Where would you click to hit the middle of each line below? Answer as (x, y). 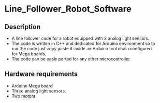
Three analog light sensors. (39, 91)
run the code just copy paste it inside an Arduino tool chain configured (81, 49)
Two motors (23, 96)
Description (22, 27)
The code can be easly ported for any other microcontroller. (71, 59)
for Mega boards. (29, 54)
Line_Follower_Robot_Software (68, 9)
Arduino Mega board (32, 86)
